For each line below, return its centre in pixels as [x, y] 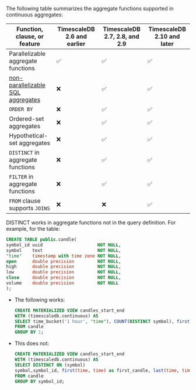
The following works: [40, 300]
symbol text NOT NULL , [64, 250]
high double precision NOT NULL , [64, 267]
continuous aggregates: [34, 15]
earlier [76, 44]
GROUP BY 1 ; [29, 332]
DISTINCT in [24, 153]
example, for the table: [33, 229]
